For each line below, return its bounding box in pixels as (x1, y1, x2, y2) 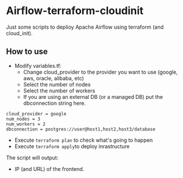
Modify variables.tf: (14, 62, 62, 69)
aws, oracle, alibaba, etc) (23, 74, 84, 81)
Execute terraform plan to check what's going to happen (14, 136, 153, 143)
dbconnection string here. (23, 100, 86, 107)
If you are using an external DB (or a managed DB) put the (23, 93, 163, 100)
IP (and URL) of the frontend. (14, 165, 85, 172)
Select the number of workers (23, 87, 95, 94)
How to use (6, 47, 48, 57)
